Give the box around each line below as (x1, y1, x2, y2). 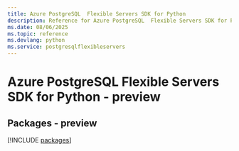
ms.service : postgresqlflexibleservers (7, 43, 126, 50)
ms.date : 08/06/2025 (7, 23, 69, 30)
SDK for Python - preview (7, 89, 161, 105)
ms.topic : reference (7, 30, 69, 38)
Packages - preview (7, 117, 97, 129)
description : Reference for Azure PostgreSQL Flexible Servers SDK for (7, 17, 228, 24)
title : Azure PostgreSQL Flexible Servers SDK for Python (7, 10, 186, 18)
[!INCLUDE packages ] (7, 136, 72, 144)
